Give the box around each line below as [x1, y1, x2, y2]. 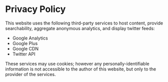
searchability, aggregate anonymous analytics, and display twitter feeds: [5, 25, 155, 31]
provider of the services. [5, 71, 56, 77]
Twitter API [12, 51, 36, 57]
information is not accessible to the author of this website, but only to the [5, 66, 156, 72]
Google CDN [12, 45, 39, 51]
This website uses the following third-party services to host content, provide [5, 20, 163, 26]
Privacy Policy [5, 3, 66, 15]
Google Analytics [12, 35, 48, 41]
